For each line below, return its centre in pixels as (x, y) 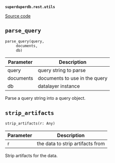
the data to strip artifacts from (71, 144)
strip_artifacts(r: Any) (30, 124)
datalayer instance (59, 86)
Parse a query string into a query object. (45, 98)
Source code (18, 16)
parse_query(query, (25, 41)
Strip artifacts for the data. (32, 156)
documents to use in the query (73, 78)
